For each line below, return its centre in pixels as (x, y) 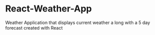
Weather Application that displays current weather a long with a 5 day (78, 22)
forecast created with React (34, 27)
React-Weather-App (48, 9)
